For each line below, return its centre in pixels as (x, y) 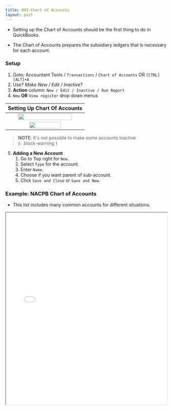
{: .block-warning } (38, 143)
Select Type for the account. (50, 164)
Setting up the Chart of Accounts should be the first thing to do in (82, 29)
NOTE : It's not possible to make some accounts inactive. (77, 138)
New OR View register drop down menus (55, 95)
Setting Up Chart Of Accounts (45, 108)
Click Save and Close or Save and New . (60, 180)
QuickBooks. (26, 35)
